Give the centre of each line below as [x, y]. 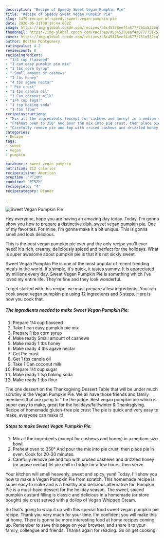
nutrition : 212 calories [31, 168]
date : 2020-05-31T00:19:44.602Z [38, 23]
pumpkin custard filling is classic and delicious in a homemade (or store [77, 495]
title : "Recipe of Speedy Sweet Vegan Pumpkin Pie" [59, 14]
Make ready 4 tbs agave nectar [44, 348]
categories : [18, 132]
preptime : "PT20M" [24, 177]
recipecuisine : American [31, 173]
